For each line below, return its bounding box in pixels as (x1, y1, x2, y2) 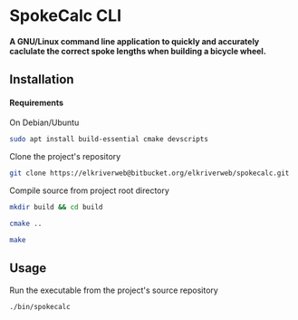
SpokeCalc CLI (9, 5, 122, 26)
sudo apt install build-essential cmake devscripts (9, 135, 208, 144)
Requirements (9, 97, 64, 108)
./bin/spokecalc (9, 302, 71, 311)
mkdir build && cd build (9, 203, 103, 212)
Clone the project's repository (9, 151, 121, 162)
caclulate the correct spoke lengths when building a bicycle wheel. (9, 45, 267, 56)
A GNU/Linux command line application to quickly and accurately (9, 35, 260, 46)
